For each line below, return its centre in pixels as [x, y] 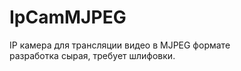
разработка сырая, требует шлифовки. [92, 55]
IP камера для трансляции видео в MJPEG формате [120, 45]
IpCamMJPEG [68, 17]
